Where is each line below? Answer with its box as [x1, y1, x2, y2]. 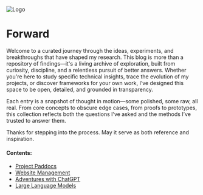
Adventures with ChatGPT [15, 176, 81, 183]
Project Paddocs [15, 163, 57, 170]
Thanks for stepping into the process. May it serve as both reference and [6, 128, 190, 136]
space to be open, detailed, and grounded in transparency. [6, 86, 154, 93]
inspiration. [6, 135, 35, 142]
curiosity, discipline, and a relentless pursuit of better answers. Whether [6, 66, 187, 74]
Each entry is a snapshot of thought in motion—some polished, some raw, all [6, 97, 198, 104]
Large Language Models [15, 182, 77, 190]
